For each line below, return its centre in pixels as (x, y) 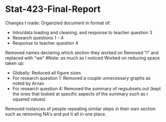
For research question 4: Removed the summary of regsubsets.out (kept (86, 88)
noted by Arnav (28, 83)
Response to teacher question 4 (45, 43)
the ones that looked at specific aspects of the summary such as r (80, 94)
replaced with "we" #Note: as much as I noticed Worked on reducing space (83, 58)
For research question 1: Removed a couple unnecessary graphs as (82, 78)
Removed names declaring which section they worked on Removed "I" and (82, 53)
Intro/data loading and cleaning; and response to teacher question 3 (82, 32)
